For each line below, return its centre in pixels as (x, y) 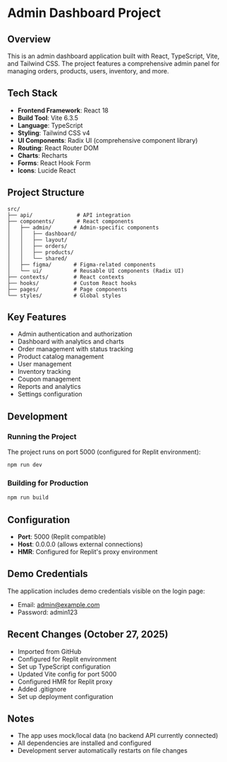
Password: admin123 (48, 612)
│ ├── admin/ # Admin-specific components (83, 228)
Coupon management (49, 379)
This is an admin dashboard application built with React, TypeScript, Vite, (114, 56)
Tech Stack (32, 93)
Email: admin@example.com (59, 604)
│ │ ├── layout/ (38, 240)
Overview (29, 39)
